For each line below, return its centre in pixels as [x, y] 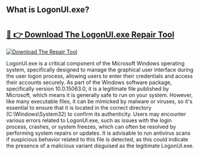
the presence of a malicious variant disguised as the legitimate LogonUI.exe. [100, 146]
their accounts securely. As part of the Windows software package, [89, 82]
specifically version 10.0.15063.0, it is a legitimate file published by [87, 89]
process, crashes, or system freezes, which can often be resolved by [91, 127]
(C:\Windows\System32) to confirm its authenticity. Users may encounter [96, 114]
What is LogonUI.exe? [48, 10]
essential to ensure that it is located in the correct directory [79, 108]
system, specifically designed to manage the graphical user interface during [100, 70]
